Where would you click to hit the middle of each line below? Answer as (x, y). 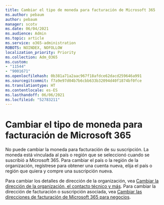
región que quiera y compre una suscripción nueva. (59, 171)
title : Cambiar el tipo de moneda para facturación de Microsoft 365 (80, 10)
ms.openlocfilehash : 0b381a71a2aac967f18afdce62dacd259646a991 (74, 76)
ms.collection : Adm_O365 (31, 57)
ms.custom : (17, 62)
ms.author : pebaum (25, 15)
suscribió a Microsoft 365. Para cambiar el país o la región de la (72, 160)
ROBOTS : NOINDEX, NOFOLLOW (34, 48)
